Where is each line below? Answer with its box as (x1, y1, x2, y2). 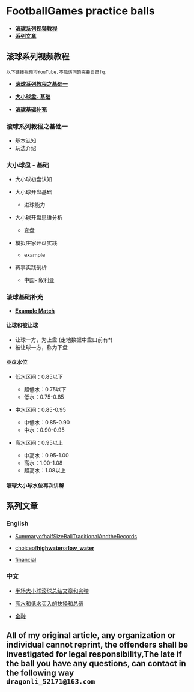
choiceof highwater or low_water (14, 544, 95, 552)
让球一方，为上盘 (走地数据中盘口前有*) (14, 336, 113, 343)
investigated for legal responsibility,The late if (6, 649, 182, 660)
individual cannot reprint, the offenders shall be (6, 640, 189, 650)
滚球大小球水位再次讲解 (6, 481, 64, 489)
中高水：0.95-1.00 (23, 452, 69, 459)
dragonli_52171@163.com (6, 677, 95, 686)
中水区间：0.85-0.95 (14, 406, 66, 414)
